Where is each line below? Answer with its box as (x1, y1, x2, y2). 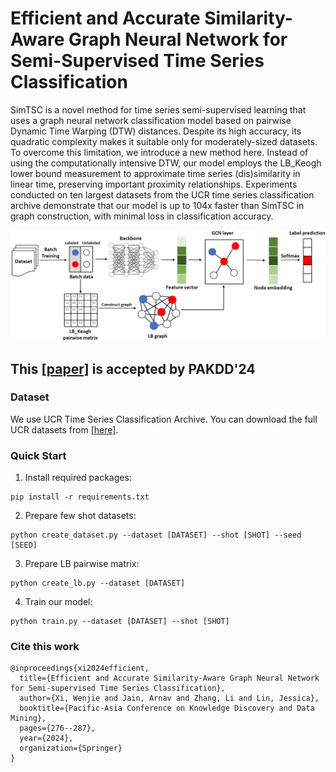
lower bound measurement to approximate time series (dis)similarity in (10, 167, 301, 179)
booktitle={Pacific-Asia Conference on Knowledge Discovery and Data (19, 703, 315, 714)
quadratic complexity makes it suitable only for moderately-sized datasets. (10, 135, 318, 147)
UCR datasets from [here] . (10, 423, 119, 436)
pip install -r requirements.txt (10, 492, 150, 502)
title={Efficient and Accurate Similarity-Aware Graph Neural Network (19, 673, 320, 684)
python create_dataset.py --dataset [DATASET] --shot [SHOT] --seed (10, 530, 302, 541)
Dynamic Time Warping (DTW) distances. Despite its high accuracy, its (10, 125, 302, 137)
